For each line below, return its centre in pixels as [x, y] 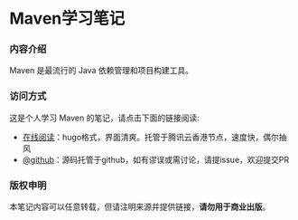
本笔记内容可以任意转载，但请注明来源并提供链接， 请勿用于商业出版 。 [140, 207]
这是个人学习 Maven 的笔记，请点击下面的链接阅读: [105, 118]
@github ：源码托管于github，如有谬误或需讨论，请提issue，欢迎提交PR [156, 159]
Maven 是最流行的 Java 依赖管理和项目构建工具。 [102, 71]
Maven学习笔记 [67, 19]
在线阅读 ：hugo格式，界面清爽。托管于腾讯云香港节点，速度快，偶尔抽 [154, 137]
